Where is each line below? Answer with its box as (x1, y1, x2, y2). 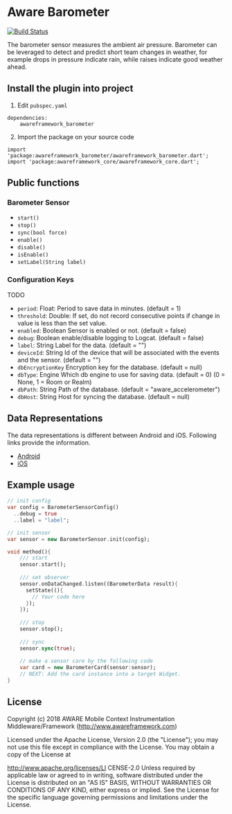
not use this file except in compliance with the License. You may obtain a (7, 743, 215, 751)
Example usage (7, 479, 75, 490)
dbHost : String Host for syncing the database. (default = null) (17, 392, 190, 400)
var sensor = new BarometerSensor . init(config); (7, 536, 150, 542)
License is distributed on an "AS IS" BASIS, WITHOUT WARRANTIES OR (7, 778, 211, 786)
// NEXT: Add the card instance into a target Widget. (19, 671, 181, 678)
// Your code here (32, 593, 85, 600)
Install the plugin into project (7, 82, 134, 94)
